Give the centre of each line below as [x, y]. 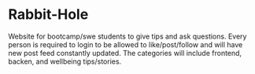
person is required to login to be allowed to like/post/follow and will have [126, 44]
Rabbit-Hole [48, 15]
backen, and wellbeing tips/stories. [65, 61]
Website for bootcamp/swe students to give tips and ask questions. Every [128, 36]
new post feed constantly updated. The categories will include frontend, [125, 53]
